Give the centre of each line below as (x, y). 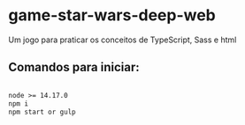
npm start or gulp (42, 112)
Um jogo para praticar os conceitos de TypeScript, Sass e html (122, 40)
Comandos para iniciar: (74, 67)
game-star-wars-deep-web (112, 15)
